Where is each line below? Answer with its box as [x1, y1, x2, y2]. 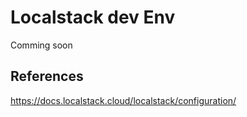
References [10, 68, 84, 85]
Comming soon [10, 39, 73, 51]
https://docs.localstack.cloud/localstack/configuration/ [10, 94, 237, 106]
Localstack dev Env [10, 6, 176, 29]
